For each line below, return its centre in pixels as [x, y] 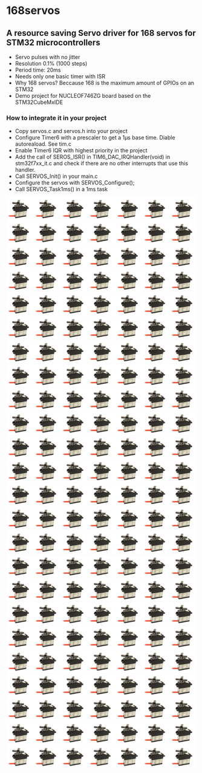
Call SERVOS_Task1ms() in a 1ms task [61, 189]
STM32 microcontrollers [54, 42]
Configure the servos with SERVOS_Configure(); [75, 183]
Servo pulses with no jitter [47, 57]
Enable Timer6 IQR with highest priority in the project [81, 151]
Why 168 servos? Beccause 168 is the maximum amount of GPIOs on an [105, 83]
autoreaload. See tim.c [43, 144]
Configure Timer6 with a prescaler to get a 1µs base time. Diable [95, 138]
